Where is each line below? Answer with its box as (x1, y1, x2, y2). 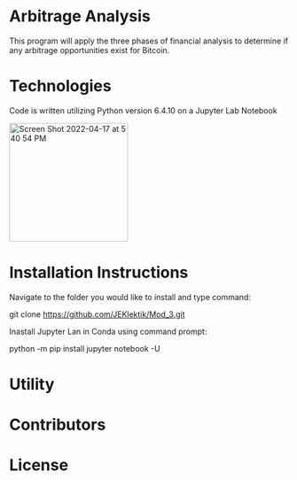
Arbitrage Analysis (9, 6, 151, 27)
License (9, 455, 69, 476)
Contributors (9, 414, 106, 435)
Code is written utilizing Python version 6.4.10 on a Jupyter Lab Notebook (9, 105, 277, 116)
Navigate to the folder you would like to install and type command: (9, 291, 251, 302)
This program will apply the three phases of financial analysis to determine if (9, 35, 289, 46)
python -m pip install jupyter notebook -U (9, 343, 161, 353)
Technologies (9, 76, 113, 97)
